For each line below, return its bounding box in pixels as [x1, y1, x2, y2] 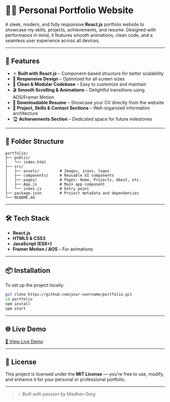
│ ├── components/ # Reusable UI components [5, 173, 114, 178]
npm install [5, 301, 30, 306]
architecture [12, 110, 38, 116]
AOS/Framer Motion [12, 94, 55, 100]
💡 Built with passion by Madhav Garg [17, 391, 96, 397]
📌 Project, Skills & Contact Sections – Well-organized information [12, 105, 150, 111]
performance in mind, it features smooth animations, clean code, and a [5, 32, 153, 38]
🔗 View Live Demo [5, 338, 44, 344]
